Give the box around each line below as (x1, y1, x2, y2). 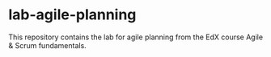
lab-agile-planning (8, 6, 137, 24)
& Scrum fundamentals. (8, 40, 87, 50)
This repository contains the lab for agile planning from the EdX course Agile (8, 32, 264, 42)
